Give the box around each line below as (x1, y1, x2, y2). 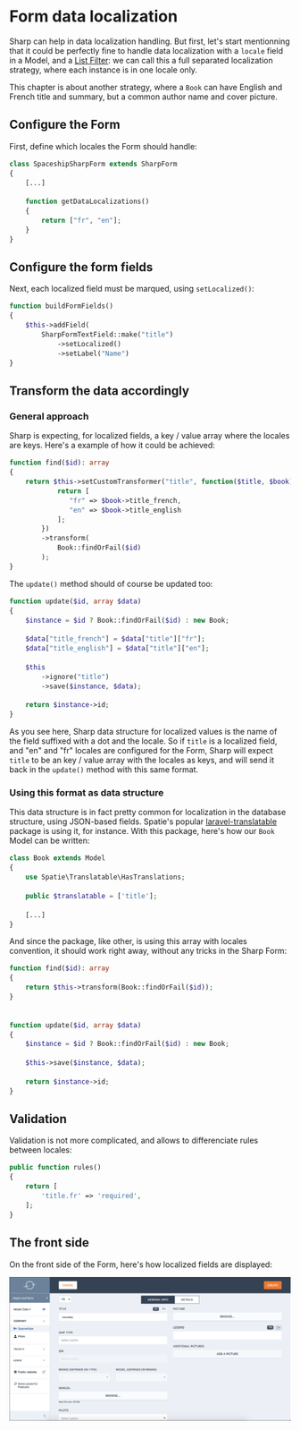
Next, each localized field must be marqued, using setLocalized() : (9, 284, 254, 294)
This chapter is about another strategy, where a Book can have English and (9, 81, 283, 92)
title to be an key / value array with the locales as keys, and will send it (9, 754, 275, 766)
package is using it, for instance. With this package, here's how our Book (9, 826, 275, 837)
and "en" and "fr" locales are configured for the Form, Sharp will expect (9, 745, 274, 756)
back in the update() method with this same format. (9, 764, 199, 775)
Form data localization (9, 6, 179, 27)
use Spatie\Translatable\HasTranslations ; (25, 872, 186, 882)
